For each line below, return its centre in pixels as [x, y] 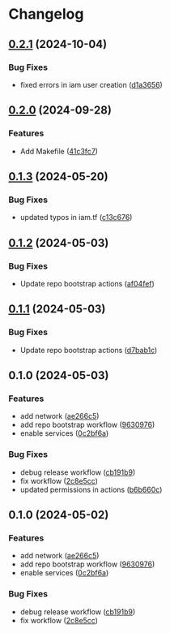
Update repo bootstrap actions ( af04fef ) [87, 283]
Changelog [46, 14]
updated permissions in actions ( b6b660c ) [91, 489]
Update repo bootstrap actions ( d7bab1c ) [89, 350]
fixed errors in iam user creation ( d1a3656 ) [91, 84]
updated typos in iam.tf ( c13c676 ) [76, 217]
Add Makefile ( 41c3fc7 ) [59, 151]
